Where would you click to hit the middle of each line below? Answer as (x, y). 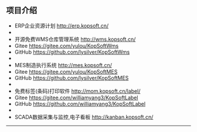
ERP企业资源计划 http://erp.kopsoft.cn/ (62, 26)
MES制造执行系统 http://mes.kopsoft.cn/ (63, 65)
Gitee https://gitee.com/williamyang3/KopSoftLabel (76, 98)
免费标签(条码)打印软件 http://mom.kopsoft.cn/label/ (77, 91)
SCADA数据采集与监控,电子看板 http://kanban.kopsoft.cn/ (84, 117)
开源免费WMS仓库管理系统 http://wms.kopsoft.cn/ (75, 39)
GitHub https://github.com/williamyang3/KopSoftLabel (80, 103)
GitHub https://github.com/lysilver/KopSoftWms (72, 52)
